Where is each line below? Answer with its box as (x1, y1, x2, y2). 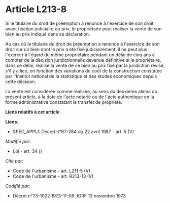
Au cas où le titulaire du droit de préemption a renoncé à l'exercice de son (5, 40, 160, 47)
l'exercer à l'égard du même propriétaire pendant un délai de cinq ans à (5, 52, 155, 58)
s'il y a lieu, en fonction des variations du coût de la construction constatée (5, 67, 162, 74)
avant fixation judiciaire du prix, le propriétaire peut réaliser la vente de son (5, 25, 162, 31)
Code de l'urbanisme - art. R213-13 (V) (12, 173, 94, 179)
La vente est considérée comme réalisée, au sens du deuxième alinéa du (5, 88, 157, 94)
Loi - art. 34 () (12, 148, 42, 154)
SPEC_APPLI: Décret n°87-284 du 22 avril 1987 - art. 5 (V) (12, 128, 134, 135)
